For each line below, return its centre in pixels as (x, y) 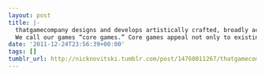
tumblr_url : (28, 59)
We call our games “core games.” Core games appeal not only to (123, 37)
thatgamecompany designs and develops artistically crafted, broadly (132, 30)
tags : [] (22, 52)
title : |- (24, 23)
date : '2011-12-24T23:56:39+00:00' (67, 45)
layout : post (30, 15)
